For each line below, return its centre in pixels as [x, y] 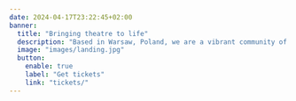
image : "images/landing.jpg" [71, 50]
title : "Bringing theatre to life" [83, 33]
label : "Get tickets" [65, 75]
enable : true [49, 67]
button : [31, 58]
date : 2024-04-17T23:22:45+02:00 [71, 17]
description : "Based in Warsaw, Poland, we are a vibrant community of [152, 42]
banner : [23, 25]
